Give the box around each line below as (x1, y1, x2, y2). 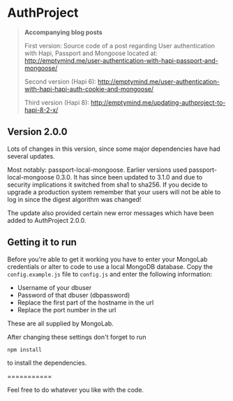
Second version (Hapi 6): (24, 77, 96, 85)
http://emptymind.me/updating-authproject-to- (90, 98, 226, 106)
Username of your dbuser (17, 283, 92, 291)
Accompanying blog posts (24, 28, 103, 36)
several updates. (7, 152, 55, 160)
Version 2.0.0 (7, 126, 68, 138)
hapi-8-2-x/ (24, 105, 59, 114)
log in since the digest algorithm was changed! (7, 195, 142, 203)
